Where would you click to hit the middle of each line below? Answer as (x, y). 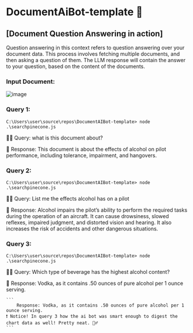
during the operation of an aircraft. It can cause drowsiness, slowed (87, 216)
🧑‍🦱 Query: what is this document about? (55, 138)
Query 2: (19, 171)
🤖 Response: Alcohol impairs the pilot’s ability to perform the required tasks (97, 210)
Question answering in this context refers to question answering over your (95, 47)
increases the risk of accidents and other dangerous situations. (82, 229)
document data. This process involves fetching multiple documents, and (93, 54)
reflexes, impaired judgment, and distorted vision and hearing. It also (89, 222)
